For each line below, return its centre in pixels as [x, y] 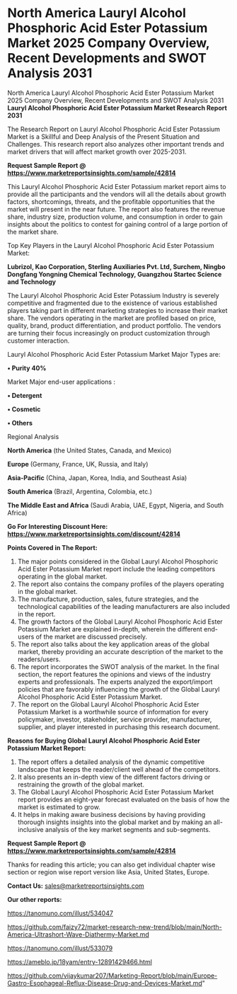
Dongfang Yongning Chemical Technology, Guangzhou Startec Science [115, 274]
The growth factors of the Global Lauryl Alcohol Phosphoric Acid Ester [120, 622]
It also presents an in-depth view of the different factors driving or [114, 777]
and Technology [32, 282]
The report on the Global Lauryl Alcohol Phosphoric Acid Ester [108, 704]
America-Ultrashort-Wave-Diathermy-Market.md [79, 934]
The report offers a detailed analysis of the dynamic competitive [111, 762]
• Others [20, 423]
